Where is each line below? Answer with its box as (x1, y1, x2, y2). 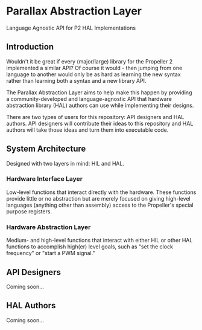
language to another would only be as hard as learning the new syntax (6, 71, 181, 78)
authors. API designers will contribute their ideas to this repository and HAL (6, 120, 194, 127)
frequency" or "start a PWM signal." (6, 250, 95, 257)
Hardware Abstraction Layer (6, 222, 91, 231)
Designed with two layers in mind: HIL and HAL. (6, 160, 125, 167)
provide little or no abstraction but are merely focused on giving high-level (6, 195, 191, 202)
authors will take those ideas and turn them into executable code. (6, 126, 169, 134)
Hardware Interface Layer (6, 175, 83, 183)
